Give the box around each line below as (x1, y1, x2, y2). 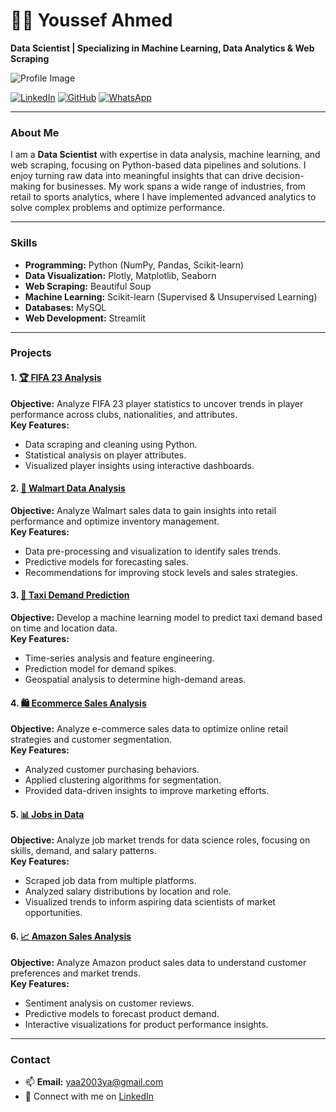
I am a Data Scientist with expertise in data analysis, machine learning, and (10, 149, 321, 161)
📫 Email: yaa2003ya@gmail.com (24, 1075, 164, 1088)
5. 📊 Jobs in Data (10, 808, 85, 820)
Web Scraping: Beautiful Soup (24, 280, 152, 292)
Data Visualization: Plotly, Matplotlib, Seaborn (24, 269, 217, 281)
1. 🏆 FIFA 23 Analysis (10, 372, 102, 384)
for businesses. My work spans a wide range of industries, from (42, 180, 307, 193)
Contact (10, 1052, 51, 1066)
